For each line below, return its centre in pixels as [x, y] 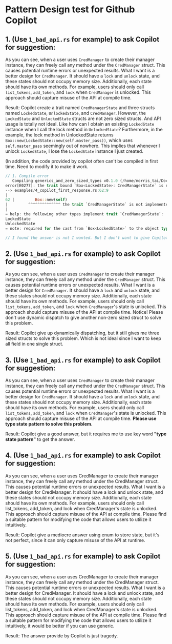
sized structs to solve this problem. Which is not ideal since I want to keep [83, 338]
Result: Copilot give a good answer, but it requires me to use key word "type [86, 434]
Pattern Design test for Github [70, 9]
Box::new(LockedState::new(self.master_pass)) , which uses [69, 140]
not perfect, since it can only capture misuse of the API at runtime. [75, 540]
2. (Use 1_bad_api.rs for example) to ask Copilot [83, 254]
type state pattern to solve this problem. [49, 424]
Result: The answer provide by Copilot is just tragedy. [62, 636]
